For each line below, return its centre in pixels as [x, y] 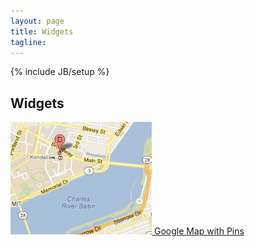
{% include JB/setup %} [60, 72]
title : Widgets [42, 31]
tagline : [28, 42]
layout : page [37, 21]
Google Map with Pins [199, 231]
